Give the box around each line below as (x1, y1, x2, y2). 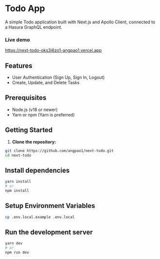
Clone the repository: (12, 139, 56, 145)
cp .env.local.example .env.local (5, 215, 75, 220)
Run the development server (5, 228, 93, 236)
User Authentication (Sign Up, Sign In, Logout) (12, 74, 105, 80)
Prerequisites (5, 93, 47, 102)
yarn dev (5, 241, 23, 246)
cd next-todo (5, 153, 32, 158)
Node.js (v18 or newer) (12, 107, 58, 112)
